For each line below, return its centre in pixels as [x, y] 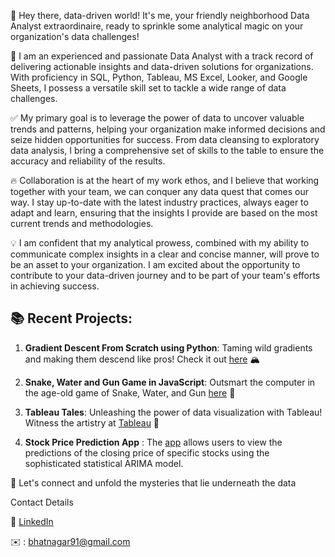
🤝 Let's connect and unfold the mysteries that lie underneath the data [153, 482]
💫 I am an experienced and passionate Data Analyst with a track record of [162, 56]
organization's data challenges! [75, 36]
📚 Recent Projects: [71, 318]
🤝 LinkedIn [32, 521]
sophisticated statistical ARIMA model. [104, 463]
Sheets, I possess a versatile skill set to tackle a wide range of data [148, 88]
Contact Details [42, 502]
